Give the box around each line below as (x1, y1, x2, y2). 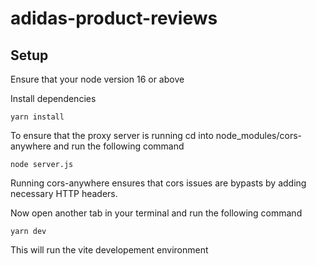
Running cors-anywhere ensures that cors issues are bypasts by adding (10, 177, 307, 189)
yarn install (10, 112, 65, 122)
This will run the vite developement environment (10, 244, 209, 256)
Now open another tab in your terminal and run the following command (10, 207, 303, 219)
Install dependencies (10, 93, 97, 104)
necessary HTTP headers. (10, 188, 118, 199)
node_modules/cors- (215, 130, 303, 141)
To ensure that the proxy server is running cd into (10, 130, 214, 141)
